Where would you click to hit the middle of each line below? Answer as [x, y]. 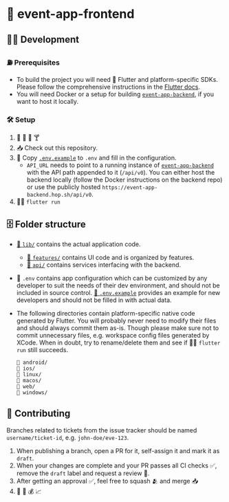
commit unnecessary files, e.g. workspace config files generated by [113, 335]
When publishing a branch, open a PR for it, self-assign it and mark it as [118, 450]
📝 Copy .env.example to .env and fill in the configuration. [96, 158]
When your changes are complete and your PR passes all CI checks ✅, [117, 465]
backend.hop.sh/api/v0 [59, 195]
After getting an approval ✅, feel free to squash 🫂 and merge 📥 [107, 481]
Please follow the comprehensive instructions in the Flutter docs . [108, 87]
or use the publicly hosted [64, 187]
